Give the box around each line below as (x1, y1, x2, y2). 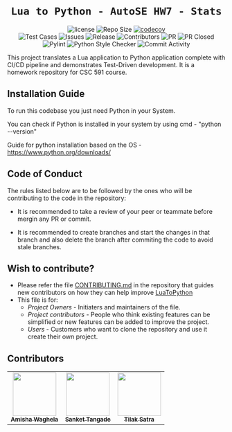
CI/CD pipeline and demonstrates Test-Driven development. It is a (7, 60, 195, 69)
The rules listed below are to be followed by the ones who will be (7, 186, 193, 195)
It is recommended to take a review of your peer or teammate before (17, 207, 213, 215)
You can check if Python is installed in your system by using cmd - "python (7, 120, 222, 128)
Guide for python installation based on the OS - (7, 141, 142, 149)
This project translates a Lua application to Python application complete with (7, 53, 226, 62)
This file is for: (17, 296, 59, 304)
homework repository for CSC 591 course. (7, 68, 127, 76)
